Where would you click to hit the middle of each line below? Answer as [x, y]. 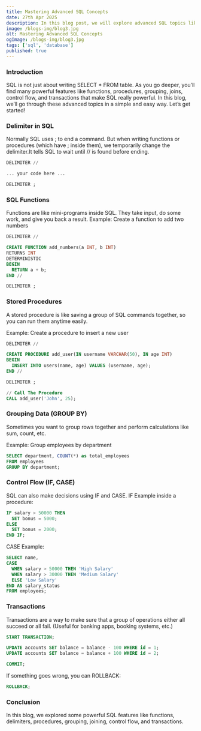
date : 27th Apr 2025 [32, 17]
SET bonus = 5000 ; [35, 519]
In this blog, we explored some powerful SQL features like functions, [90, 715]
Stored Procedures [34, 302]
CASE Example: [25, 547]
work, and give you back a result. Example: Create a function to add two [95, 219]
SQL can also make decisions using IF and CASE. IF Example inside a [91, 495]
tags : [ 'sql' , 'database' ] [40, 46]
